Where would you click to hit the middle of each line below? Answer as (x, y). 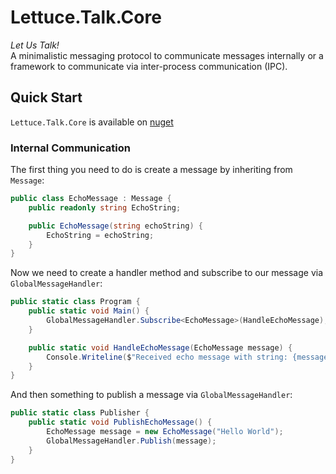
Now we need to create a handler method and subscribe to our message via (167, 273)
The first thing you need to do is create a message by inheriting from (151, 170)
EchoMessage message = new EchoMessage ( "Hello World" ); (165, 432)
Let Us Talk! (35, 45)
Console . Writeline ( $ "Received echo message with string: (167, 357)
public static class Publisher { (80, 413)
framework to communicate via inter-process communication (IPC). (149, 66)
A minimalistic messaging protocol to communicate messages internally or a (167, 55)
